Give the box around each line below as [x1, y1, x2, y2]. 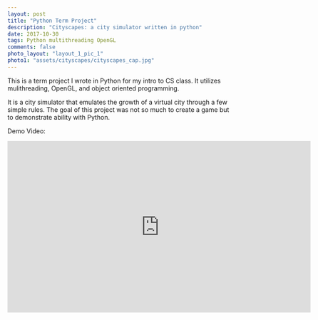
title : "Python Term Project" [7, 17, 98, 24]
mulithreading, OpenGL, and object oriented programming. [7, 83, 180, 93]
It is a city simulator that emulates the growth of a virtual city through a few [7, 98, 228, 106]
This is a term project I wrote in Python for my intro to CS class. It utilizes [7, 76, 221, 85]
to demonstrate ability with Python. [7, 113, 111, 121]
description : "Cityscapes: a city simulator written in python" [7, 24, 202, 31]
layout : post [7, 10, 46, 18]
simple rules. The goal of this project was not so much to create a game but [7, 105, 230, 114]
